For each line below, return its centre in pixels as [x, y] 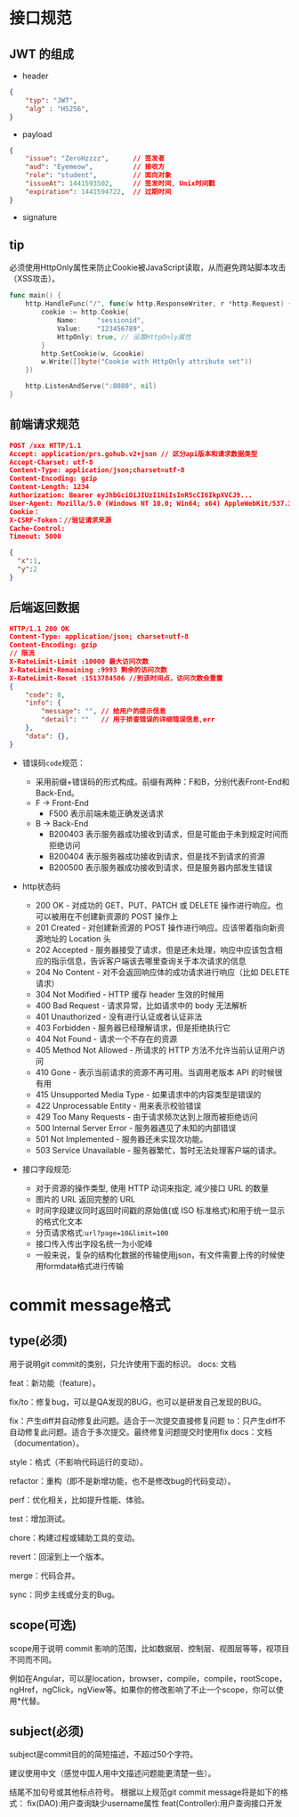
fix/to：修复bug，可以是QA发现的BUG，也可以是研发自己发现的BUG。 [138, 1401]
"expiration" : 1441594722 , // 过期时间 [98, 191]
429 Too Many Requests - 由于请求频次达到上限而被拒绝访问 [146, 1116]
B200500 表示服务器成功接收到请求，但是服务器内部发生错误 [161, 867]
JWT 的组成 [42, 54]
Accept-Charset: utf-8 [51, 462]
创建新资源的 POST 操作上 [130, 916]
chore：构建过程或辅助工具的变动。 [74, 1537]
